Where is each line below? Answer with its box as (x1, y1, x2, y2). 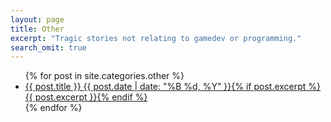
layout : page (10, 14, 65, 25)
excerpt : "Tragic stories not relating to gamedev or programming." (10, 33, 302, 43)
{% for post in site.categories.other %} (24, 70, 185, 82)
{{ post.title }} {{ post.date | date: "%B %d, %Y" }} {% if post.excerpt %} (24, 81, 322, 93)
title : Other (10, 24, 65, 34)
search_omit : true (10, 42, 87, 53)
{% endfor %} (24, 102, 83, 114)
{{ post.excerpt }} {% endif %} (24, 91, 148, 103)
